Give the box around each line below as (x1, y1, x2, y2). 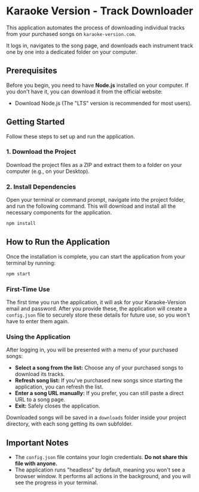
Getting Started (6, 117, 65, 127)
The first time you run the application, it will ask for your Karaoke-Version (6, 299, 186, 306)
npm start (6, 271, 31, 277)
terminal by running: (6, 259, 56, 266)
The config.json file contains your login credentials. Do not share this (14, 454, 188, 461)
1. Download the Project (6, 148, 76, 156)
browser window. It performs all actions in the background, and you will (14, 473, 191, 480)
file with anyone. (14, 460, 58, 467)
